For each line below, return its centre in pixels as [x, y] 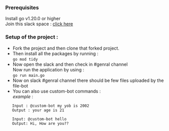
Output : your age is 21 [38, 110]
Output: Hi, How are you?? [40, 123]
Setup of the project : [32, 37]
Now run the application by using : [48, 69]
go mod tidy [25, 59]
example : [23, 96]
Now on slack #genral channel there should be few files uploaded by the [88, 80]
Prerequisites [22, 8]
